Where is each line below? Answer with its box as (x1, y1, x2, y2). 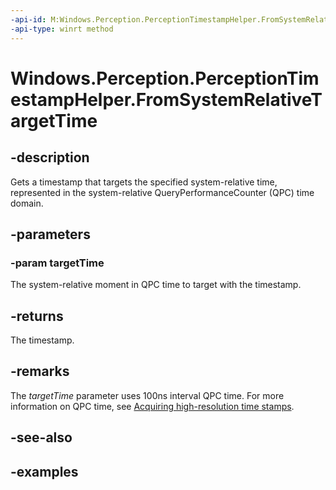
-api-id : (10, 14, 47, 25)
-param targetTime (10, 256, 105, 270)
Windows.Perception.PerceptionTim (10, 67, 320, 90)
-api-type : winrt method (10, 24, 114, 34)
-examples (10, 463, 79, 480)
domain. (10, 197, 44, 209)
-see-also (10, 429, 73, 446)
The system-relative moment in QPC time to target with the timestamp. (10, 279, 302, 291)
